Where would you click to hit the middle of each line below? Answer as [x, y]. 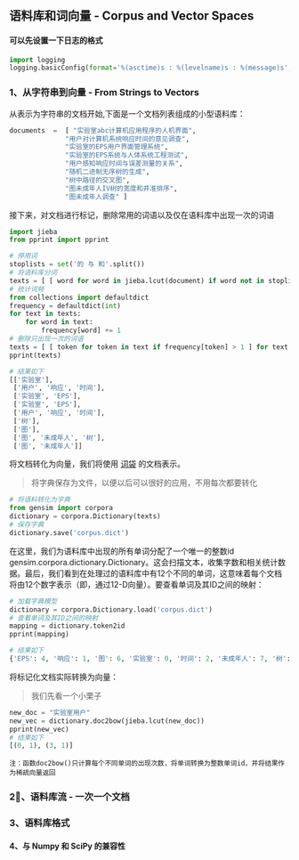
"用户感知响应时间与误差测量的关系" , [124, 164]
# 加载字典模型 [33, 601]
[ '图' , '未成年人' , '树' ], [59, 438]
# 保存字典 [27, 525]
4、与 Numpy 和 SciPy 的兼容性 [68, 846]
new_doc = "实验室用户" [50, 712]
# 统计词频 [27, 289]
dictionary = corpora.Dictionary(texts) [85, 516]
